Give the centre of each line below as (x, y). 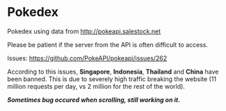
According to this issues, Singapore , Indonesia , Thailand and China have (113, 71)
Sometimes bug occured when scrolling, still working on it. (94, 100)
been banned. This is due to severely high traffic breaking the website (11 (112, 79)
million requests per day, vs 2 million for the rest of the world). (96, 86)
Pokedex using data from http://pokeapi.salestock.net (84, 31)
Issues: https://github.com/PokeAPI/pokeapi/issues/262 (87, 58)
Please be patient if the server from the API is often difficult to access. (108, 44)
